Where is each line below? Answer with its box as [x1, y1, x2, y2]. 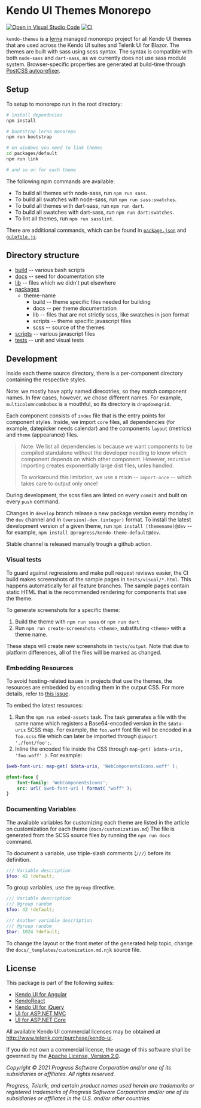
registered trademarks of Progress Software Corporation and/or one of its [6, 1088, 189, 1096]
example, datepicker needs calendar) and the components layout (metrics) [6, 425, 191, 432]
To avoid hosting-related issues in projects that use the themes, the [6, 677, 172, 685]
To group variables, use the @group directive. [6, 884, 115, 891]
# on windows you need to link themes [6, 145, 103, 151]
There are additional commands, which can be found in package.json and [6, 226, 187, 234]
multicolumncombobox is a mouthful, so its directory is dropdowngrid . [6, 401, 171, 408]
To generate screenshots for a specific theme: [6, 606, 120, 613]
